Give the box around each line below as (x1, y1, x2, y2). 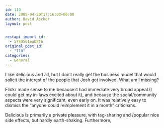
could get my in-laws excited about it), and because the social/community (5, 92, 157, 98)
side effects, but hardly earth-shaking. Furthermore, (5, 117, 112, 123)
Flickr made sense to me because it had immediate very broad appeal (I (5, 86, 152, 92)
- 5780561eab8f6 (9, 39, 43, 44)
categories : (5, 53, 30, 58)
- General (9, 58, 30, 63)
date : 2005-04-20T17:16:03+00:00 (5, 12, 75, 17)
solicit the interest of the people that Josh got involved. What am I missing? (5, 77, 159, 83)
